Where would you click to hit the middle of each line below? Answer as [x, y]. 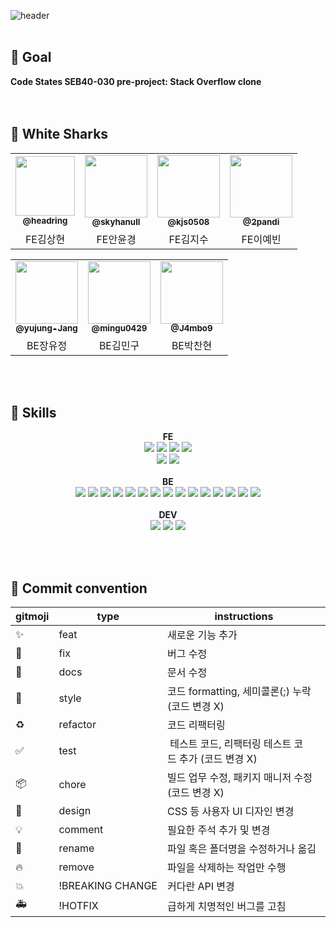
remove [76, 867]
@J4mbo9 [191, 328]
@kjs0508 [188, 222]
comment [81, 830]
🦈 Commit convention [79, 588]
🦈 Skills [33, 413]
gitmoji [32, 617]
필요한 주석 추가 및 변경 [218, 830]
